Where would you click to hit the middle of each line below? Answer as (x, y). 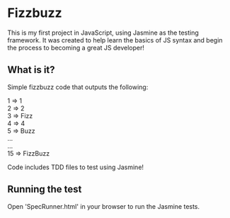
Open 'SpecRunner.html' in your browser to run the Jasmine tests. (104, 206)
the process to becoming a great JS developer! (76, 47)
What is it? (31, 70)
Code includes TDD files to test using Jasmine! (75, 167)
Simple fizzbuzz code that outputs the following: (78, 87)
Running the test (45, 189)
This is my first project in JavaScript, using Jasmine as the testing (103, 33)
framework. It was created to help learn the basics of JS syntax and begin (115, 40)
